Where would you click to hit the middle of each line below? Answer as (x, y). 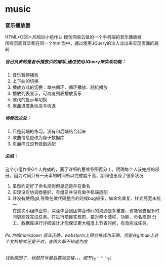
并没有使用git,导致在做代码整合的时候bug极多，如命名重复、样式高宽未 (84, 198)
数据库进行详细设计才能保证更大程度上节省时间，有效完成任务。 (86, 223)
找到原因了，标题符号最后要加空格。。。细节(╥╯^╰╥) (59, 258)
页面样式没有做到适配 (34, 144)
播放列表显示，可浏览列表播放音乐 (47, 94)
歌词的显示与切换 (30, 100)
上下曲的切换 (25, 81)
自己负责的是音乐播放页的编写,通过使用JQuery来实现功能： (65, 62)
